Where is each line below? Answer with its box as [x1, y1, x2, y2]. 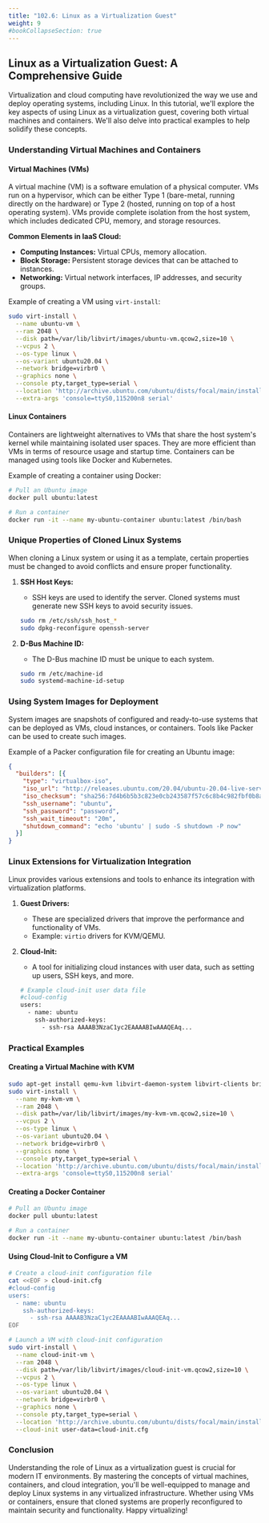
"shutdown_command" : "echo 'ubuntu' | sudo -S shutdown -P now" [22, 822, 242, 831]
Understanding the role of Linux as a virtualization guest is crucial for [8, 1462, 236, 1472]
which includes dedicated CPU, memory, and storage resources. [8, 216, 221, 225]
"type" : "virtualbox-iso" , [22, 778, 113, 786]
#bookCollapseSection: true [8, 26, 102, 35]
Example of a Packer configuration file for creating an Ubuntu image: [8, 747, 235, 757]
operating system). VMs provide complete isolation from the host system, [8, 208, 251, 217]
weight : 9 [8, 19, 42, 27]
